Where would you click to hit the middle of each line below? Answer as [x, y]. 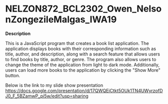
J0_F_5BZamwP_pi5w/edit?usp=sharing [47, 96]
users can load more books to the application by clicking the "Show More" [83, 70]
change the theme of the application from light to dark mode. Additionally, [82, 65]
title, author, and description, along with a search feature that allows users [83, 54]
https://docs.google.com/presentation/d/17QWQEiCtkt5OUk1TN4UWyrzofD [84, 90]
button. [13, 75]
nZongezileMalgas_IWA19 [61, 19]
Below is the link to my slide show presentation [54, 85]
